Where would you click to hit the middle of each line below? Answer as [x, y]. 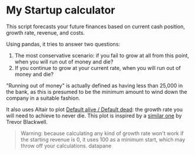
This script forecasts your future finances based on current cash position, [96, 26]
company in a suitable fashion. [43, 98]
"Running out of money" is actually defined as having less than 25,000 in [95, 85]
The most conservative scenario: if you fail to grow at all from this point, [102, 55]
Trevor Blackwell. [27, 122]
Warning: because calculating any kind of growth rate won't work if [102, 133]
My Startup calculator [61, 10]
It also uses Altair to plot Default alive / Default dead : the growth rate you [95, 109]
